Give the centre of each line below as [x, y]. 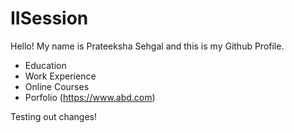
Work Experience [60, 76]
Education [45, 65]
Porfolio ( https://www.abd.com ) [90, 97]
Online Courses [57, 86]
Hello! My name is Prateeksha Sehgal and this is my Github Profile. [147, 46]
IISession [49, 18]
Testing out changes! [54, 116]
